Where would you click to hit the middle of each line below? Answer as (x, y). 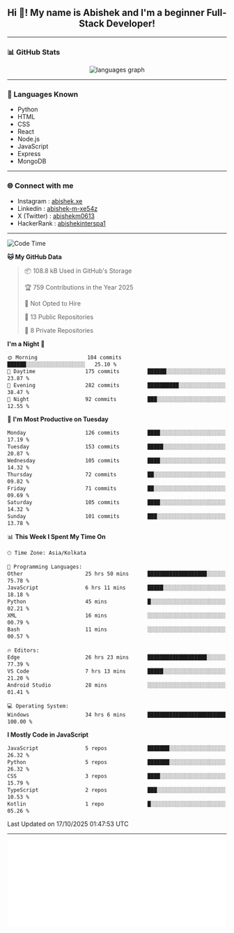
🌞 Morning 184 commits (64, 357)
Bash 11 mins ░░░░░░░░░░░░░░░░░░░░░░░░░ (117, 629)
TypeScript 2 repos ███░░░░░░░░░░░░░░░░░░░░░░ (117, 790)
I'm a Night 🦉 (26, 344)
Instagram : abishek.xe (50, 201)
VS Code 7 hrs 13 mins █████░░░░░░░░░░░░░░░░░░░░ (117, 671)
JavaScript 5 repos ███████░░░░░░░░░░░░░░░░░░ (117, 748)
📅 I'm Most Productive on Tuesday (58, 419)
